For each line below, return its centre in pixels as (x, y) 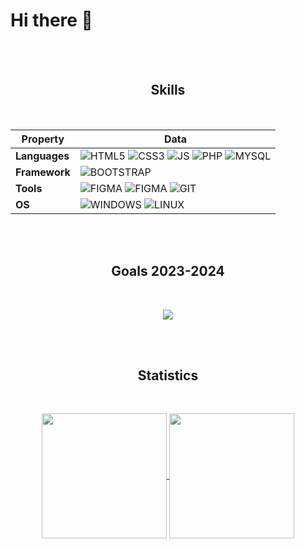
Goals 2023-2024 (168, 271)
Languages (42, 156)
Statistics (168, 375)
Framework (43, 172)
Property (43, 139)
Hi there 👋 (51, 20)
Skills (168, 90)
